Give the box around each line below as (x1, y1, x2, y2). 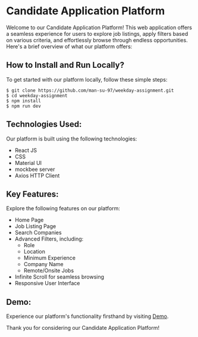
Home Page (14, 216, 44, 224)
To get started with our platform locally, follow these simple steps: (6, 76, 168, 83)
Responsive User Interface (14, 280, 80, 287)
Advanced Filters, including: (14, 235, 84, 242)
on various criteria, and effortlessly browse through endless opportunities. (6, 36, 188, 43)
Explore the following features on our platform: (6, 205, 121, 212)
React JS (14, 146, 37, 154)
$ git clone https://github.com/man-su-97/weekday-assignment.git (6, 88, 174, 93)
